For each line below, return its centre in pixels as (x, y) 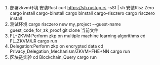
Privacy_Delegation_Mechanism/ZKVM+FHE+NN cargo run (70, 51)
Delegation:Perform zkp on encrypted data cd (57, 46)
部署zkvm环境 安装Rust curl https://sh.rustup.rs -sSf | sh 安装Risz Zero (82, 8)
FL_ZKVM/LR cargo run (34, 41)
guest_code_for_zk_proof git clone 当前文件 (54, 30)
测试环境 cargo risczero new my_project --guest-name (65, 24)
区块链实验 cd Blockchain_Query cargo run (53, 57)
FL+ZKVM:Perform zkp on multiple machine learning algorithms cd (78, 36)
